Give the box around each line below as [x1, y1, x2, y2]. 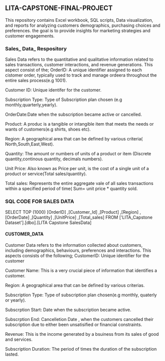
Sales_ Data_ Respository [5, 45, 67, 52]
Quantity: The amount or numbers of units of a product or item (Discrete [5, 151, 152, 157]
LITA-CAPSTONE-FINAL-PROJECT [5, 4, 113, 12]
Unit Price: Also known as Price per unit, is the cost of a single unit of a [5, 166, 149, 172]
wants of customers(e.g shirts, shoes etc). [5, 126, 91, 133]
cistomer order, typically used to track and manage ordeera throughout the [5, 72, 157, 78]
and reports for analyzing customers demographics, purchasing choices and [5, 22, 161, 28]
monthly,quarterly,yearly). [5, 102, 58, 108]
